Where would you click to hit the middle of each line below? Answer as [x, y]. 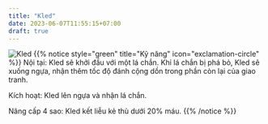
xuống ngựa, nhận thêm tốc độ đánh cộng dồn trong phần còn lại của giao [132, 71]
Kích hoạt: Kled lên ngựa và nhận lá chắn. [78, 96]
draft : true [28, 31]
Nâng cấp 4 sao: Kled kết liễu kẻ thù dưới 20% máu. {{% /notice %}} [123, 111]
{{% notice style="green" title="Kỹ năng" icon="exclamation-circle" [147, 54]
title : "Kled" [32, 16]
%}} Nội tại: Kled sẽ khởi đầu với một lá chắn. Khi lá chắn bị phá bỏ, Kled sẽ [134, 62]
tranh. [18, 80]
